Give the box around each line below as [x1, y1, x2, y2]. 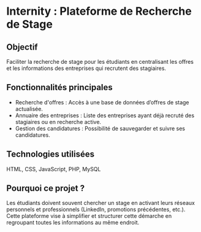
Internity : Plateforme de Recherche [6, 4, 192, 18]
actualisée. [15, 105, 43, 112]
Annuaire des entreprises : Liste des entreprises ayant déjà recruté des [15, 112, 195, 119]
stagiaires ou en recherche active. [15, 118, 102, 125]
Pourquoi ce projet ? [6, 183, 85, 194]
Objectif [6, 42, 38, 52]
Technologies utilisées [6, 149, 95, 160]
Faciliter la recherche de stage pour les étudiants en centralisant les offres [6, 58, 194, 65]
